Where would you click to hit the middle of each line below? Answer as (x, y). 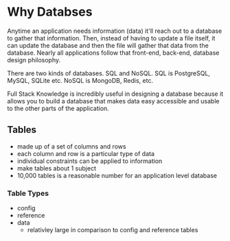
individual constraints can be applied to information (90, 161)
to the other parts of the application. (58, 108)
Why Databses (50, 12)
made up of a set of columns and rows (71, 146)
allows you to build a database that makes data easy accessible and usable (113, 101)
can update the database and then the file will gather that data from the (108, 45)
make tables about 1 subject (56, 168)
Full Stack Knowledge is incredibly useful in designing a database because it (115, 94)
